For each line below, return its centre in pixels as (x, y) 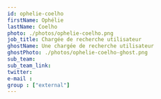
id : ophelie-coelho (36, 14)
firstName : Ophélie (36, 20)
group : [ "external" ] (39, 85)
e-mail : (20, 78)
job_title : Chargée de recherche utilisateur (74, 40)
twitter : (20, 72)
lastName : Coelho (32, 26)
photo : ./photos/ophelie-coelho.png (60, 33)
